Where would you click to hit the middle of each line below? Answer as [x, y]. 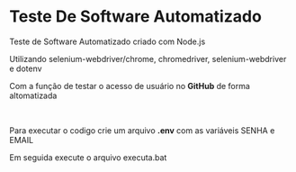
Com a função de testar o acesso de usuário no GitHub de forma [130, 86]
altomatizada [33, 95]
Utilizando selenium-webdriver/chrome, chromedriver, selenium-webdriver [148, 59]
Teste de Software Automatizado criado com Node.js [108, 41]
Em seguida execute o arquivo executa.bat [88, 157]
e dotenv [26, 68]
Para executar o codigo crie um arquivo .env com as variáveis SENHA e [142, 130]
